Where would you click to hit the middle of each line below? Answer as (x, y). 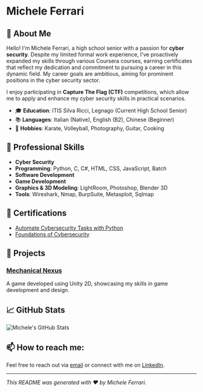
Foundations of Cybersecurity (52, 234)
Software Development (44, 174)
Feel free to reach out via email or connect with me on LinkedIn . (85, 365)
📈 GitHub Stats (36, 310)
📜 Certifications (37, 213)
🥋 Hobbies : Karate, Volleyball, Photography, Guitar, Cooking (89, 128)
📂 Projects (26, 254)
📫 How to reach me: (45, 347)
